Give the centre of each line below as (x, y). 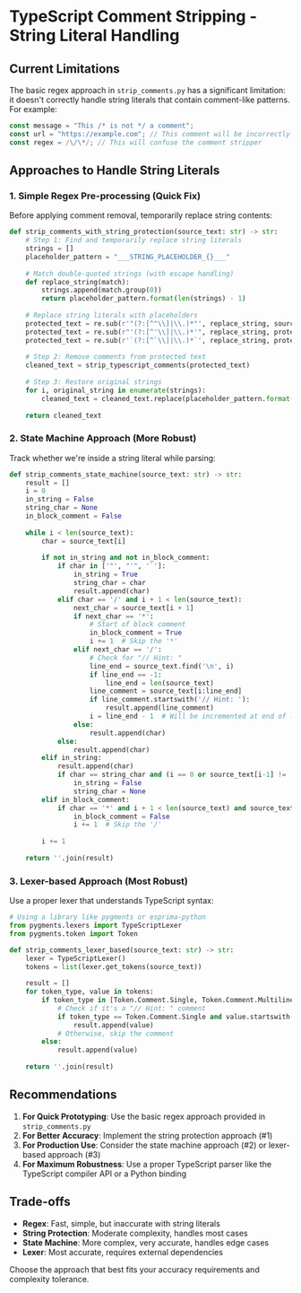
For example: (34, 109)
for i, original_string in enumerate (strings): (116, 390)
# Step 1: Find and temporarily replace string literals (134, 240)
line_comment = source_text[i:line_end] (166, 691)
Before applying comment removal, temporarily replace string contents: (141, 215)
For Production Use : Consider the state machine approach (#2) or (144, 1145)
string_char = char (109, 583)
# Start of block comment (138, 625)
